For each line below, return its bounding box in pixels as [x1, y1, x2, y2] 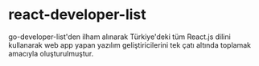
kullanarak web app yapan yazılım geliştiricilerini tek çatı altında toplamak [8, 40, 252, 49]
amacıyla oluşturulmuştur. [8, 49, 94, 58]
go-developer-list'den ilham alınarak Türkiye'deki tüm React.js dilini [8, 32, 231, 41]
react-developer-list [8, 6, 146, 24]
